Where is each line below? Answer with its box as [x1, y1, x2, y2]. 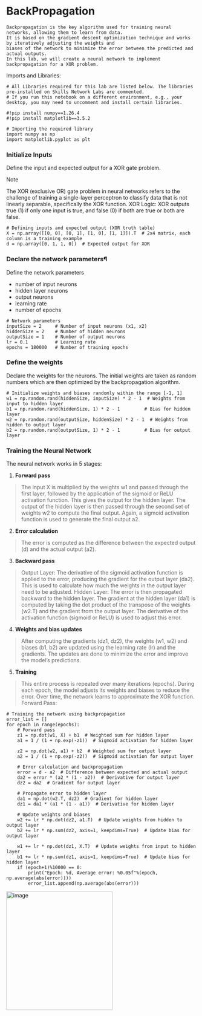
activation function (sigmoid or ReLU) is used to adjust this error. [21, 614, 183, 621]
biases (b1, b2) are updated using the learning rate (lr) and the [21, 644, 176, 651]
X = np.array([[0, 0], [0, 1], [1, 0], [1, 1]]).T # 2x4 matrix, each [6, 230, 191, 236]
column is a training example [6, 236, 83, 242]
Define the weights [6, 358, 64, 366]
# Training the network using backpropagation [6, 711, 126, 717]
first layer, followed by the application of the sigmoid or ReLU [21, 490, 174, 497]
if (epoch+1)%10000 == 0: [17, 865, 83, 871]
